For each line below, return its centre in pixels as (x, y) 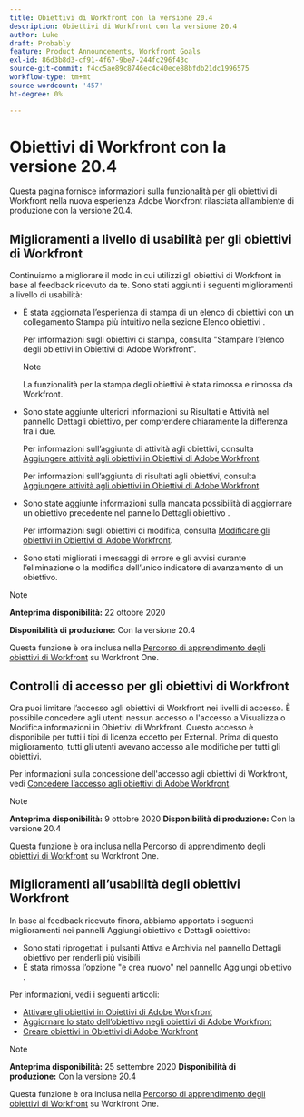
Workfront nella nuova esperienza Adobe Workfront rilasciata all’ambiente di (152, 201)
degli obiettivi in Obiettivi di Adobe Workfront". (109, 349)
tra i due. (39, 431)
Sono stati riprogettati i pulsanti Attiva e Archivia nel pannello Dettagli (152, 948)
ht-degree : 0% (36, 94)
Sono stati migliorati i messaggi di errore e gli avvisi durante (134, 558)
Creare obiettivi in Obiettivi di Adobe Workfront (110, 1031)
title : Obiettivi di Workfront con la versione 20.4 (111, 18)
